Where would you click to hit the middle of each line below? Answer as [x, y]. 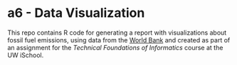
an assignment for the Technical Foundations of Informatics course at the [115, 47]
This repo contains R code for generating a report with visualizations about [117, 32]
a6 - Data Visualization [76, 13]
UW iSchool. [26, 55]
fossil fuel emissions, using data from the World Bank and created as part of [119, 40]
